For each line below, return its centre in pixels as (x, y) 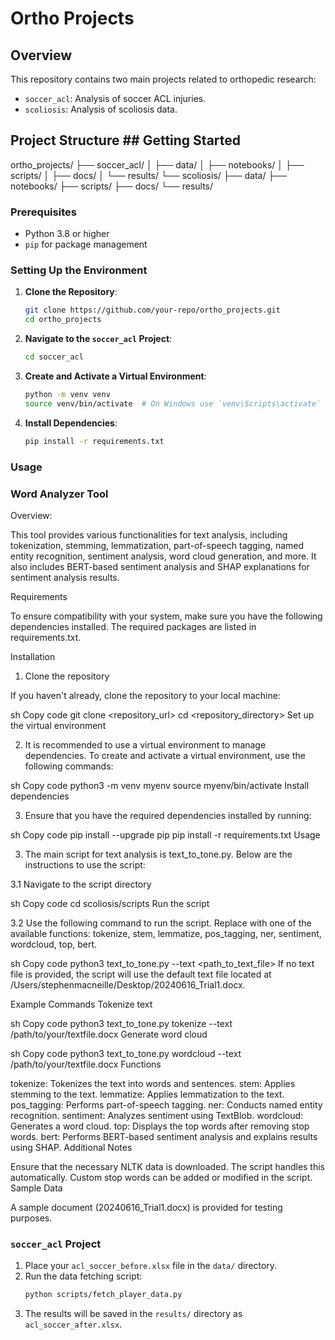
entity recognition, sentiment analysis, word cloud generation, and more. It (163, 556)
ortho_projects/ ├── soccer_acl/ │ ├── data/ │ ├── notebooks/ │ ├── (157, 164)
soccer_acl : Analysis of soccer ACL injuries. (115, 98)
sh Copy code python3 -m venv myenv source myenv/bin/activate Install (160, 785)
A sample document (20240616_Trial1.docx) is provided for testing (146, 1207)
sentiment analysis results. (65, 577)
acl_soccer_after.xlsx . (73, 1324)
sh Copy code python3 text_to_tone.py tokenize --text (121, 1023)
